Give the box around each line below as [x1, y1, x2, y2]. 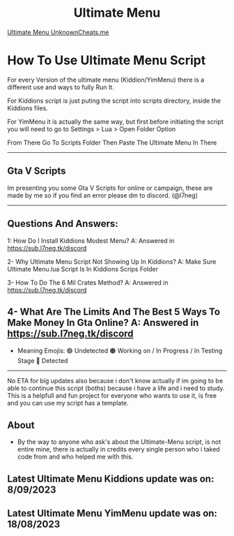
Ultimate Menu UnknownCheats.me [7, 28, 109, 36]
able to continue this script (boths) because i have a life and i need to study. [7, 384, 225, 392]
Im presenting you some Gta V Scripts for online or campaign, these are [7, 184, 213, 192]
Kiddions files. [7, 103, 49, 112]
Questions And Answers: [7, 218, 118, 230]
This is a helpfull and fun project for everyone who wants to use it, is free [7, 392, 217, 400]
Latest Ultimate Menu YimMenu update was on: [7, 507, 218, 519]
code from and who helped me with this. [17, 452, 134, 461]
